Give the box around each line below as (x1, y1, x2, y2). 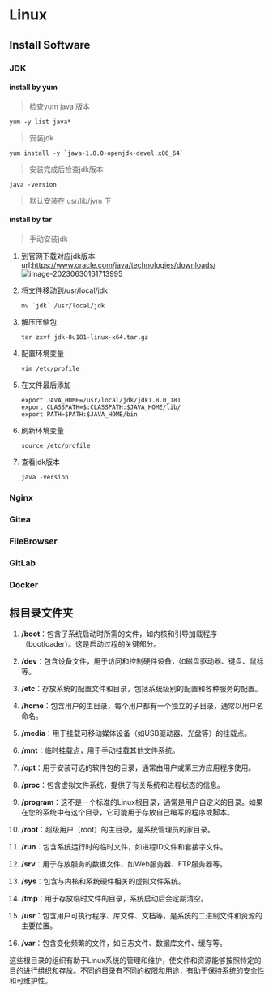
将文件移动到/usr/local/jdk (20, 286, 109, 295)
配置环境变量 (20, 348, 64, 358)
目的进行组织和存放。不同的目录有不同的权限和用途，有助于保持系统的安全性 (9, 965, 265, 975)
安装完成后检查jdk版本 (28, 164, 104, 174)
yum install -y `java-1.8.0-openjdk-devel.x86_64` (9, 148, 184, 157)
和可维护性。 (9, 976, 52, 986)
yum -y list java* (9, 118, 71, 126)
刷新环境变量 (20, 425, 64, 435)
